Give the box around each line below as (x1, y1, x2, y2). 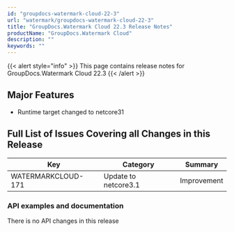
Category (122, 160, 155, 169)
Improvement (180, 176, 224, 185)
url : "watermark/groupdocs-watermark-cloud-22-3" (7, 17, 155, 24)
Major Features (7, 89, 75, 101)
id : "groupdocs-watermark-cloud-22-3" (7, 10, 120, 17)
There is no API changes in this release (7, 217, 120, 225)
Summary (185, 160, 219, 169)
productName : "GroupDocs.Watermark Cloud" (7, 29, 132, 37)
